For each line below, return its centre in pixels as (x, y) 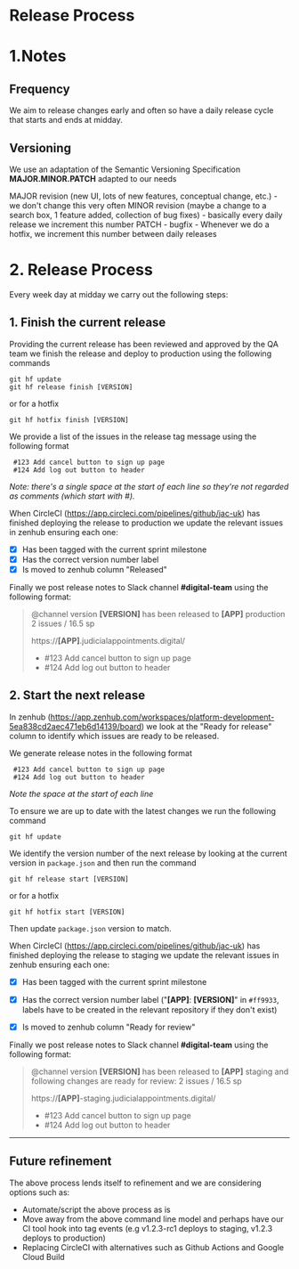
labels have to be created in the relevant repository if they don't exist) (149, 1009)
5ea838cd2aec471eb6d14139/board (76, 726)
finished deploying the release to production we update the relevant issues (146, 523)
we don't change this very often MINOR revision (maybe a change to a (138, 205)
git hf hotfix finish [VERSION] (69, 419)
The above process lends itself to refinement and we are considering (136, 1183)
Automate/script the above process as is (96, 1209)
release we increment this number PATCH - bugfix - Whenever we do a (139, 224)
